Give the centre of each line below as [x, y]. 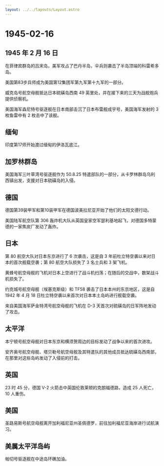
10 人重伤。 [17, 394]
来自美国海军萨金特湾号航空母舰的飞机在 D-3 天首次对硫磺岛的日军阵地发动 [81, 306]
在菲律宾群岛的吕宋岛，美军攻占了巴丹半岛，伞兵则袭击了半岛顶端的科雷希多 [82, 66]
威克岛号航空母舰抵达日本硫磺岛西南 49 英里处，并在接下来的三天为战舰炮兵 [82, 92]
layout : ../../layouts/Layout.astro [42, 10]
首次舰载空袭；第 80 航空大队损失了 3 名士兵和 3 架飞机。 [72, 262]
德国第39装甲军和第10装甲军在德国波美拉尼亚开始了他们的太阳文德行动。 [78, 210]
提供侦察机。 [18, 99]
